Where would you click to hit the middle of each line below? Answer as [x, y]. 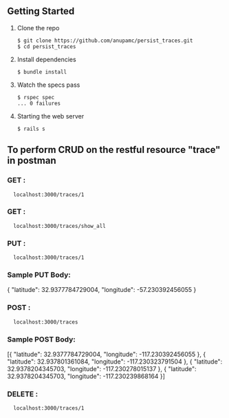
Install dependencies [47, 59]
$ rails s [31, 129]
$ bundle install [42, 72]
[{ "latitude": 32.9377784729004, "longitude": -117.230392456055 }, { [107, 354]
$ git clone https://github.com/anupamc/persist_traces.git [105, 41]
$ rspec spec [36, 97]
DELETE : [23, 394]
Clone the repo [38, 28]
